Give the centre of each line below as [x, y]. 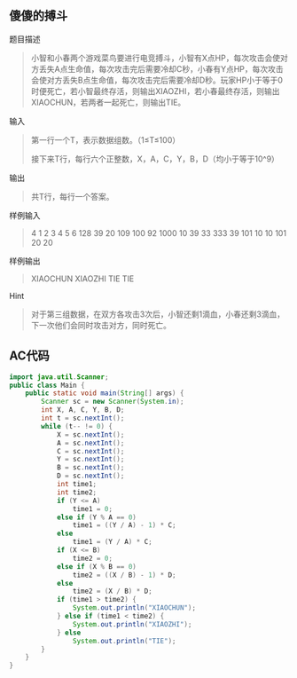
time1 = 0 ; [93, 508]
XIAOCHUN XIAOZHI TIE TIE [82, 279]
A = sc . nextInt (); [90, 443]
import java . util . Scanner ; [59, 377]
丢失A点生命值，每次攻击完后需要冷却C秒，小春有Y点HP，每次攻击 [161, 68]
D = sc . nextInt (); [90, 476]
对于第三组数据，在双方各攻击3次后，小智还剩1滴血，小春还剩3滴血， [158, 314]
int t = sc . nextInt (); [83, 418]
